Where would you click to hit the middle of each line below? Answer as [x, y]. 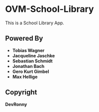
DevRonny [16, 104]
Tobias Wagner [28, 50]
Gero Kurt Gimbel [31, 71]
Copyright [21, 92]
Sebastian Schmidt [33, 61]
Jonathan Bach [28, 66]
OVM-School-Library [49, 9]
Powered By [24, 38]
